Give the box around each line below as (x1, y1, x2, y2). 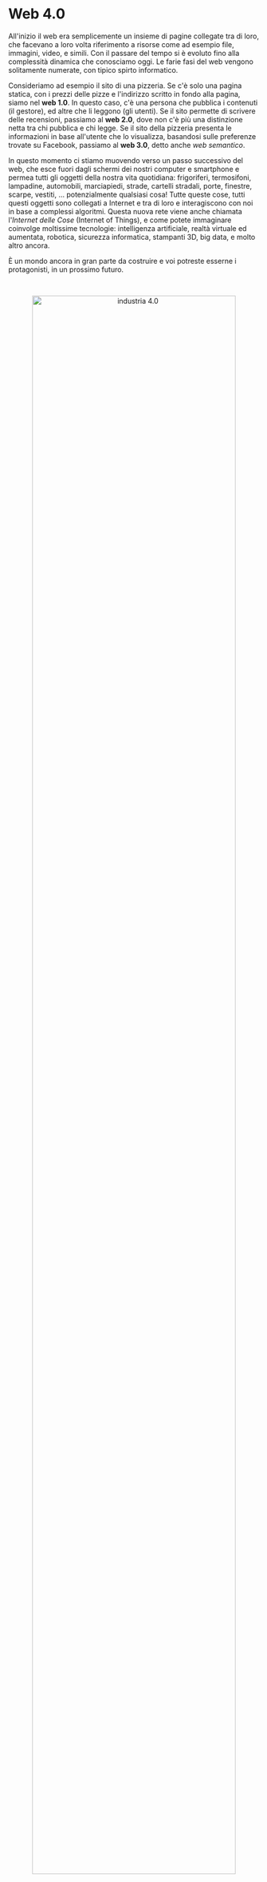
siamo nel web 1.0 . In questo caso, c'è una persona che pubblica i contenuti (8, 98, 258, 107)
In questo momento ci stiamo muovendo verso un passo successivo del (8, 155, 243, 165)
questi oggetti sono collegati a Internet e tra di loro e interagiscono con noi (8, 197, 253, 208)
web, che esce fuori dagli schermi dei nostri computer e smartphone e (8, 164, 240, 173)
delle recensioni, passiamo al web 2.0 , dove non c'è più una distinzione (8, 114, 243, 124)
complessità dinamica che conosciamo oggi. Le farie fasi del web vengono (8, 57, 253, 66)
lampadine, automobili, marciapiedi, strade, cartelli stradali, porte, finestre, (8, 181, 253, 190)
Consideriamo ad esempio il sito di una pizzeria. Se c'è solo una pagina (8, 81, 242, 90)
